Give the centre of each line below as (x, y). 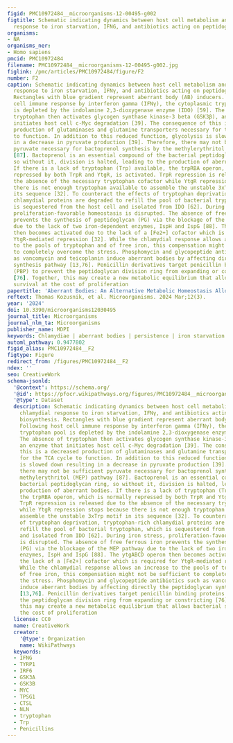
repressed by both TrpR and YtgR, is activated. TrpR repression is (114, 175)
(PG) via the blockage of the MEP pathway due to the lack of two (118, 548)
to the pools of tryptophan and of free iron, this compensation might (119, 246)
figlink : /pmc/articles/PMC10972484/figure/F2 (76, 71)
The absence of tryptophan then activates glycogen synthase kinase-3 (124, 439)
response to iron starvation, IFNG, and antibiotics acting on (106, 26)
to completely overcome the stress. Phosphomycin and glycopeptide (113, 252)
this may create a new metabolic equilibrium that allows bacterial (121, 606)
